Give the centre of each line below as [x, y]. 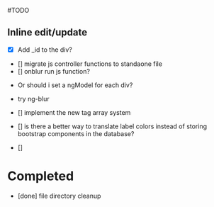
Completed [41, 176]
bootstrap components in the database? [76, 133]
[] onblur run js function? [54, 71]
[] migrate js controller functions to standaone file [90, 64]
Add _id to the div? [45, 50]
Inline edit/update [47, 32]
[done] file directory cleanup [59, 196]
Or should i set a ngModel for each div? [75, 85]
